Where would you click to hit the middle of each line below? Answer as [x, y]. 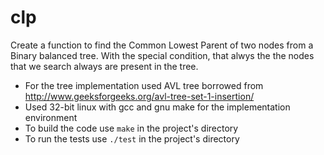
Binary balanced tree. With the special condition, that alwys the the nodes [162, 55]
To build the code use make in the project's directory [131, 128]
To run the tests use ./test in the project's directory [132, 138]
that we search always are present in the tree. [104, 66]
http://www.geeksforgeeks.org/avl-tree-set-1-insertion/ [139, 96]
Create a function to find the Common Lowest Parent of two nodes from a [162, 45]
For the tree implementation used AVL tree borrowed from [144, 85]
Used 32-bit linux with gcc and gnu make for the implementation [157, 107]
